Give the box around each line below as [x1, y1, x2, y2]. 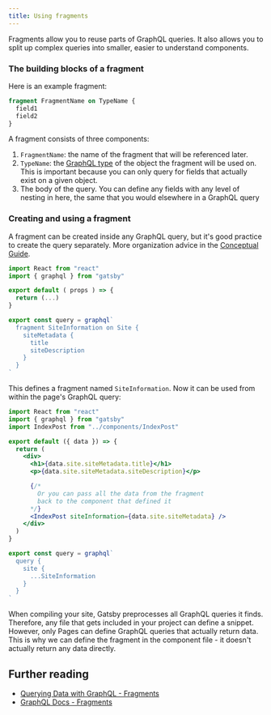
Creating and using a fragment [8, 213, 131, 224]
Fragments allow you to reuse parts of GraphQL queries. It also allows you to [8, 34, 264, 44]
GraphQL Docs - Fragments [19, 697, 113, 707]
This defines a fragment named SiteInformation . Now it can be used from [8, 384, 256, 394]
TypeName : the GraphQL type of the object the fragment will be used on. [19, 159, 257, 168]
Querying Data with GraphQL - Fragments [19, 689, 160, 699]
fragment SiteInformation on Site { [15, 323, 139, 332]
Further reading [8, 667, 89, 681]
